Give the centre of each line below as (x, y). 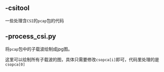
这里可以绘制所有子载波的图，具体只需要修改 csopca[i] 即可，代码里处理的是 (82, 59)
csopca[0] (15, 64)
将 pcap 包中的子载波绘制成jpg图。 (39, 49)
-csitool (17, 8)
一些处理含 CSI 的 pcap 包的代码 (35, 20)
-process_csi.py (31, 36)
